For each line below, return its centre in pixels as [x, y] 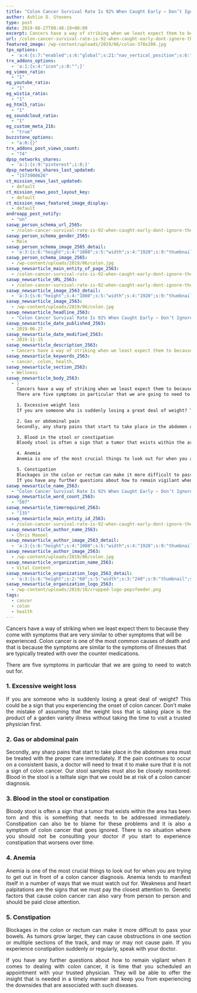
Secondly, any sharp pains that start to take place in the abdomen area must [98, 752]
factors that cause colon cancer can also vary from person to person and [98, 895]
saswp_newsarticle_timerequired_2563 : [53, 508]
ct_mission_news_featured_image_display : [57, 203]
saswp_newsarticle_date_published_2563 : [56, 323]
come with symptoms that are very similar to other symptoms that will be [94, 634]
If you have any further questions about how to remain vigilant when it [98, 960]
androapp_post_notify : [34, 214]
